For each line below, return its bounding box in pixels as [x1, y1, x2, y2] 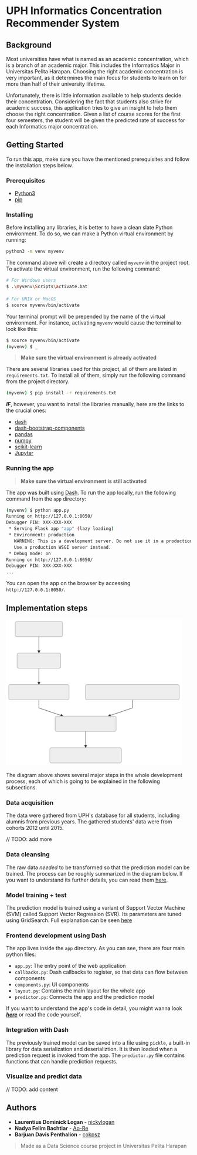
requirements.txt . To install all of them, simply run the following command [6, 372, 186, 379]
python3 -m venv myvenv [6, 248, 64, 255]
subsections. [6, 784, 37, 791]
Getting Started [6, 140, 64, 150]
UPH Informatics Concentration [6, 4, 162, 18]
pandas [14, 431, 33, 438]
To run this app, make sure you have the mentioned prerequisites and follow [6, 156, 189, 163]
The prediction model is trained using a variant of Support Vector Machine [6, 904, 186, 911]
